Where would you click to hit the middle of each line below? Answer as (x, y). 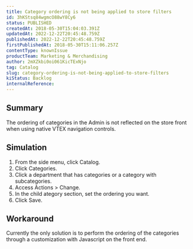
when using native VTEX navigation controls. (61, 128)
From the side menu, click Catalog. (57, 162)
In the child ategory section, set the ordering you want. (82, 193)
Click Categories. (36, 168)
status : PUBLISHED (29, 23)
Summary (25, 108)
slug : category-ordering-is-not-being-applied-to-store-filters (88, 73)
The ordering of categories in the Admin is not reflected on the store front (96, 122)
